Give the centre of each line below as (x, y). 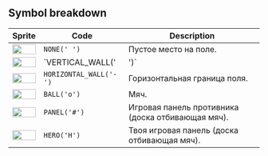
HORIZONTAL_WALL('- (81, 74)
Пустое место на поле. (173, 49)
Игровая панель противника (184, 107)
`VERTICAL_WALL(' (80, 62)
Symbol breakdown (57, 13)
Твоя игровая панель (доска (184, 130)
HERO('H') (62, 135)
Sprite (24, 35)
